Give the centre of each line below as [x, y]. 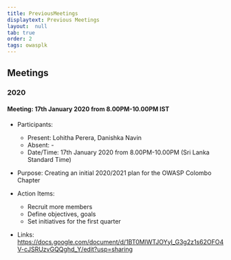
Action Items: [36, 193]
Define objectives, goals [62, 214]
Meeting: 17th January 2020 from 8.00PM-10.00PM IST [88, 109]
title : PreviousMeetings [43, 13]
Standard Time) [49, 159]
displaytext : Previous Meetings [53, 20]
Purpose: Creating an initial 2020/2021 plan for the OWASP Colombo [114, 173]
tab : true [21, 33]
